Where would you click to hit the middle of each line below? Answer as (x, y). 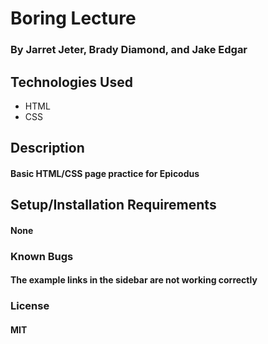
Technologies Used (71, 82)
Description (47, 148)
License (30, 306)
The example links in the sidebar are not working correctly (134, 280)
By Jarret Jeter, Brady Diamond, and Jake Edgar (129, 50)
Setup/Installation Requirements (113, 205)
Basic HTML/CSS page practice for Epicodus (105, 173)
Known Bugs (42, 256)
